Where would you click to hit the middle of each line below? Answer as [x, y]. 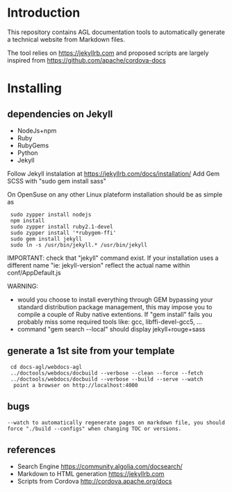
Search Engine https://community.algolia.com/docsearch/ [100, 466]
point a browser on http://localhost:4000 [76, 385]
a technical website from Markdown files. [66, 39]
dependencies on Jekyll [60, 114]
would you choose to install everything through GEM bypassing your [115, 300]
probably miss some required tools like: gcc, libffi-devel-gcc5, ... [110, 322]
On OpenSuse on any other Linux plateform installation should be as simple [115, 194]
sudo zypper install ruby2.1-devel [61, 227]
